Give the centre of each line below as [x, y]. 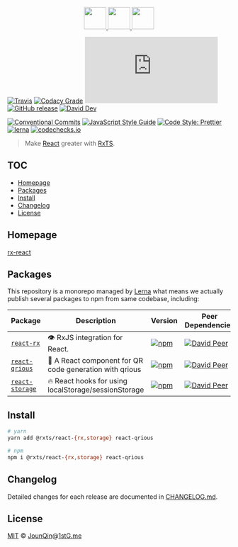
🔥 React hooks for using [87, 381]
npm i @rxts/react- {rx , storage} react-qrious [75, 457]
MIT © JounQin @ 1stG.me [45, 536]
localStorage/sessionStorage [96, 390]
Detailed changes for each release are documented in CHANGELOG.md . [113, 497]
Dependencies [210, 325]
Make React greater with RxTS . [70, 143]
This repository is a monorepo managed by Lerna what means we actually [115, 291]
